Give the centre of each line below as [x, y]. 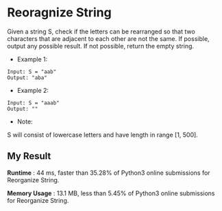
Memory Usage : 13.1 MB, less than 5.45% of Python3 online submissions [111, 193]
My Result [29, 156]
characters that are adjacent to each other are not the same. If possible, [109, 38]
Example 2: [33, 90]
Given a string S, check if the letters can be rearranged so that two [101, 31]
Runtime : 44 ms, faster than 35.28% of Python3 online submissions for [109, 173]
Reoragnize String [59, 13]
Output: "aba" [27, 78]
